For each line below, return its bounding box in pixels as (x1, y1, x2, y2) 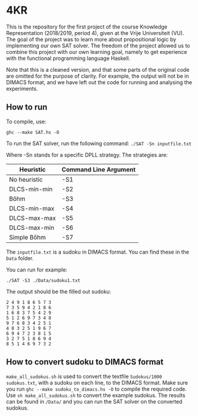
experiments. (6, 85, 38, 92)
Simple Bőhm (9, 233, 46, 241)
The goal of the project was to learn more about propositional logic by (6, 36, 176, 43)
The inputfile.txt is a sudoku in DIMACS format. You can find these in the (6, 248, 189, 255)
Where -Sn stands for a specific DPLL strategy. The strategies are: (6, 151, 168, 158)
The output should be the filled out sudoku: (6, 288, 111, 295)
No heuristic (9, 175, 43, 184)
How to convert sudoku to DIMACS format (6, 357, 164, 367)
